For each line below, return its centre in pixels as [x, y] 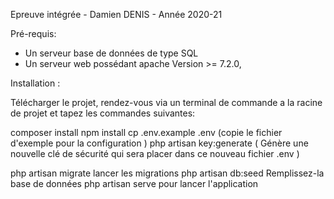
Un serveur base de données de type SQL [111, 53]
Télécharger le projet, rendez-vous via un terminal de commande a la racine [166, 102]
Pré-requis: [33, 33]
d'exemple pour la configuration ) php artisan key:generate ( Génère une [159, 143]
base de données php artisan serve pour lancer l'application [134, 183]
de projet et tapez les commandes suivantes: [103, 113]
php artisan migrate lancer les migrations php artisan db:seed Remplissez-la [167, 173]
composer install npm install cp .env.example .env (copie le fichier [146, 132]
